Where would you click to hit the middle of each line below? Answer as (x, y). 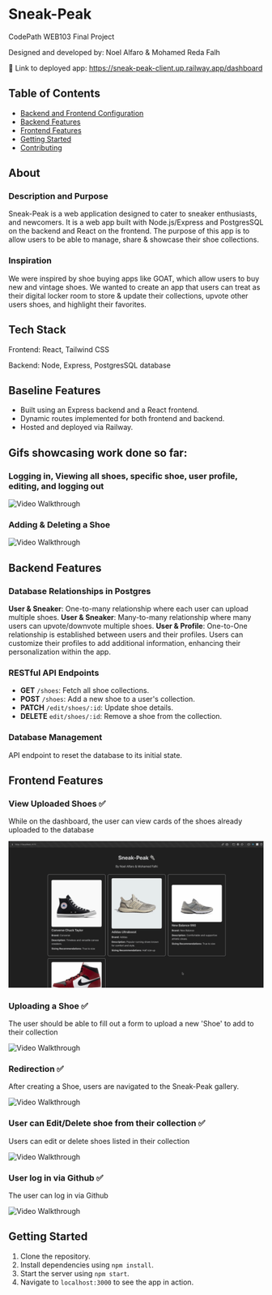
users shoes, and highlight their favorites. (78, 304)
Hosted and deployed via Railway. (76, 428)
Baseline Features (55, 390)
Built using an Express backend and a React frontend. (110, 410)
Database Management (55, 738)
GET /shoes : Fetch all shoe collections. (85, 691)
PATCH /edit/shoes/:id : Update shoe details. (97, 708)
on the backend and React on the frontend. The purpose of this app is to (129, 231)
